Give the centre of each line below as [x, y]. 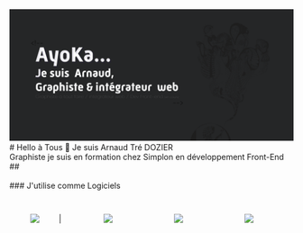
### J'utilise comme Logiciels [65, 186]
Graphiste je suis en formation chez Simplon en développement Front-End [147, 157]
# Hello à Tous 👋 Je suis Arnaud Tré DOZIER [92, 148]
